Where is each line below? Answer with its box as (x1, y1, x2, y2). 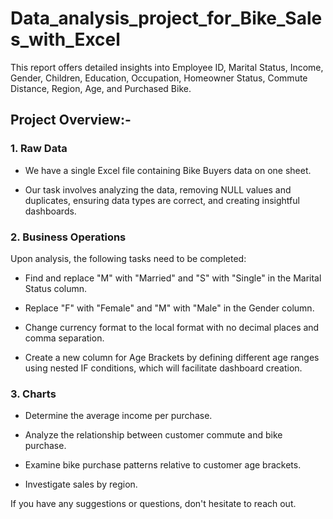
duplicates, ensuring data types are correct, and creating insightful (24, 194, 300, 206)
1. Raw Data (10, 142, 68, 156)
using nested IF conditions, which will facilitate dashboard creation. (24, 362, 303, 374)
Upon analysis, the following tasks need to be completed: (10, 252, 247, 264)
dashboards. (24, 205, 77, 217)
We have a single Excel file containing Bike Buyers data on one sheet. (24, 164, 312, 176)
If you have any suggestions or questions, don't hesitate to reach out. (10, 498, 297, 510)
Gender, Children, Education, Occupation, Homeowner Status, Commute (10, 72, 308, 84)
